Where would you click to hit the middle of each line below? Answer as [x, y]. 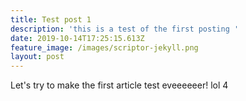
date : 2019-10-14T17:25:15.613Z [77, 38]
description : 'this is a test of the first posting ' [125, 29]
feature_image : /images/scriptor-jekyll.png [104, 47]
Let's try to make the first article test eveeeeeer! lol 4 [119, 85]
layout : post [37, 57]
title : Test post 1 [51, 19]
